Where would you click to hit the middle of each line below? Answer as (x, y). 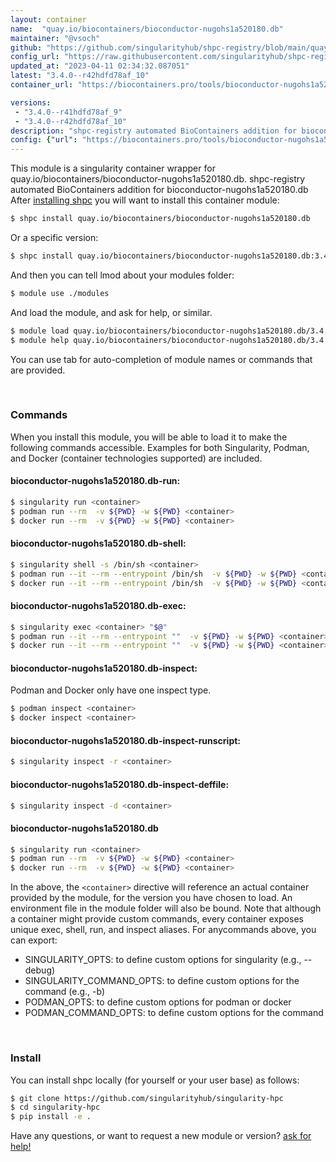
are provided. (38, 370)
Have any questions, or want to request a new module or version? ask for (161, 1136)
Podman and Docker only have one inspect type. (111, 690)
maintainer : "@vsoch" (55, 38)
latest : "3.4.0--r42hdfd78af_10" (80, 76)
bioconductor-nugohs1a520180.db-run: (95, 481)
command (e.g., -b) (65, 992)
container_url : (42, 85)
